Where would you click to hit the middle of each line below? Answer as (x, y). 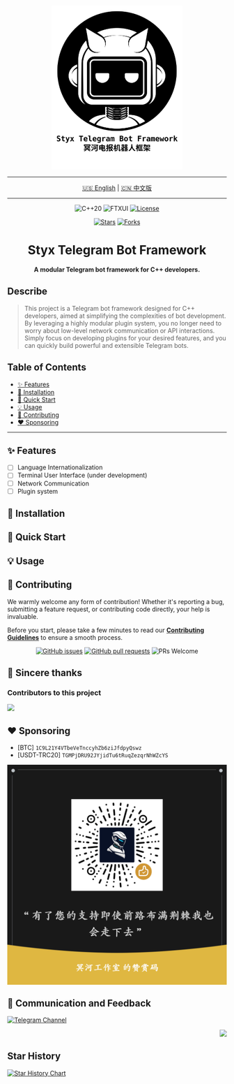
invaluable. (23, 616)
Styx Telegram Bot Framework (117, 250)
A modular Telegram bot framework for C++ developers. (117, 269)
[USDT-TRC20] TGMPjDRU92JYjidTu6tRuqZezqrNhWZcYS (93, 755)
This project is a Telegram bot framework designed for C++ (109, 308)
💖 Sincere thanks (45, 673)
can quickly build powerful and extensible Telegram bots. (107, 345)
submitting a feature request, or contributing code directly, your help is (109, 609)
